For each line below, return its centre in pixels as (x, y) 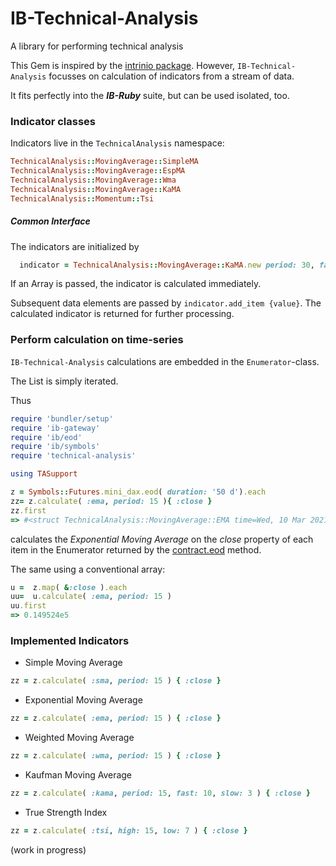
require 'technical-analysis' (73, 456)
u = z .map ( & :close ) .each (69, 587)
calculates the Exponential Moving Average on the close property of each (162, 539)
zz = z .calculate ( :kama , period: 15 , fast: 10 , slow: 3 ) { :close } (160, 793)
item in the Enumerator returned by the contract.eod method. (136, 549)
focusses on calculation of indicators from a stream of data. (171, 76)
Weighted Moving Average (79, 738)
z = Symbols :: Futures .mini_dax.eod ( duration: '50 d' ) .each (138, 492)
